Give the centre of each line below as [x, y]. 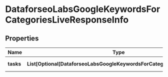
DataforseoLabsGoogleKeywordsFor [83, 9]
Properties [22, 38]
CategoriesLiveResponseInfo [67, 20]
